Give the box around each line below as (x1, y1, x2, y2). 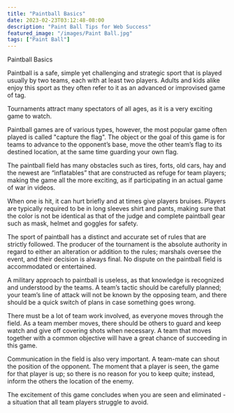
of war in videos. (7, 183, 56, 192)
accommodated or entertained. (7, 262, 96, 271)
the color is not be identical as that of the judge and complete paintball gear (7, 212, 226, 220)
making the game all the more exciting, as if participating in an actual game (7, 176, 224, 185)
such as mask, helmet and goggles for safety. (7, 219, 138, 227)
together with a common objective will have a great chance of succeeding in (7, 334, 227, 343)
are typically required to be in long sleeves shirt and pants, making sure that (7, 204, 226, 213)
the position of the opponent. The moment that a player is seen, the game (7, 362, 219, 370)
